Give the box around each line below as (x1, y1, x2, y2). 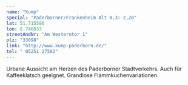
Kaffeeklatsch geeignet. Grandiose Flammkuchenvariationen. (6, 71, 159, 79)
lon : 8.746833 (6, 25, 42, 32)
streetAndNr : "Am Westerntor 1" (6, 32, 88, 38)
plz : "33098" (6, 37, 39, 43)
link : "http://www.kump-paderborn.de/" (6, 43, 107, 49)
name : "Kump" (6, 8, 39, 15)
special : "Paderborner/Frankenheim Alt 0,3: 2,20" (6, 15, 137, 21)
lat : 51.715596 (6, 20, 45, 26)
